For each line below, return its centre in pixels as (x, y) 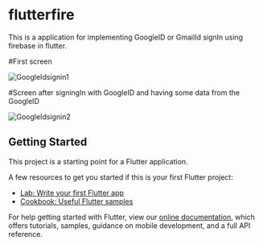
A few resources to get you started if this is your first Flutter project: (121, 177)
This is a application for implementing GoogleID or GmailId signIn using (126, 37)
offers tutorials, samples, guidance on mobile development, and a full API (129, 225)
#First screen (30, 61)
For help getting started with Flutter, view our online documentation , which (132, 217)
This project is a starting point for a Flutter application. (98, 161)
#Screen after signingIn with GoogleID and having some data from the (124, 92)
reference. (25, 234)
